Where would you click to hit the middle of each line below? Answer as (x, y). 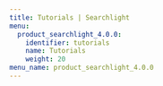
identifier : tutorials (68, 43)
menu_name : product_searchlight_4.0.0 (81, 68)
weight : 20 (46, 59)
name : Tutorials (56, 51)
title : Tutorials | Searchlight (69, 17)
